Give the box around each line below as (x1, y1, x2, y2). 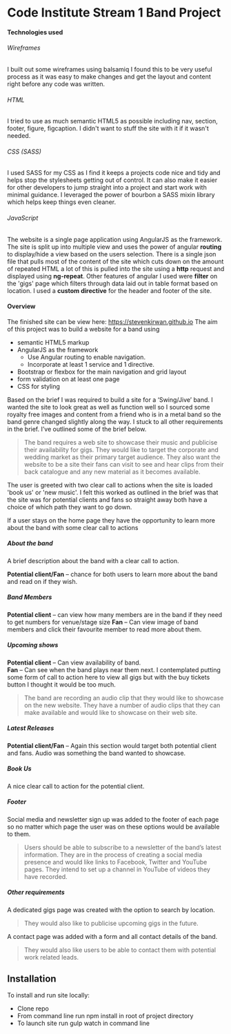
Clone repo (17, 1004, 50, 1013)
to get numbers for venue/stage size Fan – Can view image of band (7, 618, 199, 626)
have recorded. (23, 872, 68, 880)
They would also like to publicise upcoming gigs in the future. (23, 919, 199, 927)
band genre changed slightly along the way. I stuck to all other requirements (7, 417, 223, 425)
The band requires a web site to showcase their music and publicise (23, 438, 218, 446)
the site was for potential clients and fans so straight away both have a (7, 495, 208, 504)
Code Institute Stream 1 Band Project (7, 5, 221, 21)
